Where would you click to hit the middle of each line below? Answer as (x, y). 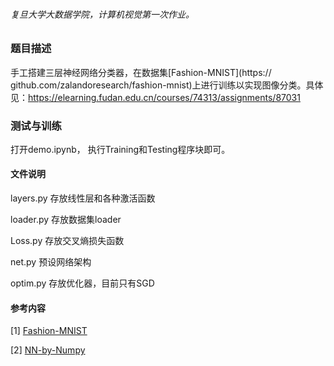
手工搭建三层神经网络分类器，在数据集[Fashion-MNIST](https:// (141, 72)
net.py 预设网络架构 (51, 262)
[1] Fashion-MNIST (49, 331)
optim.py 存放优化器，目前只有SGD (82, 283)
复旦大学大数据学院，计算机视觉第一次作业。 (102, 14)
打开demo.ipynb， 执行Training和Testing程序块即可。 (120, 149)
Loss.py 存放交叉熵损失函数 (67, 241)
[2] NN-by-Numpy (48, 350)
